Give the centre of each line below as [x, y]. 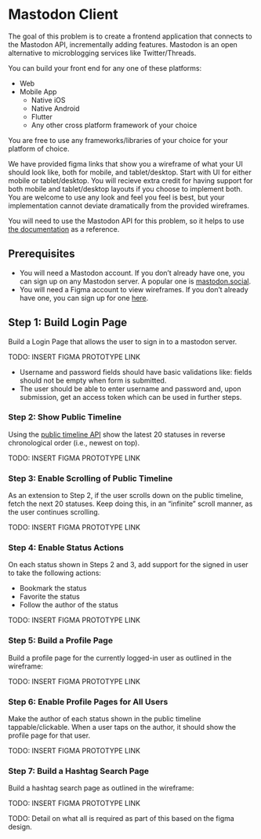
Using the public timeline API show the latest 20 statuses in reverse [117, 434]
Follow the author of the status [69, 605]
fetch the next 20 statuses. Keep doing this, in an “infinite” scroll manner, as [130, 504]
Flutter [42, 116]
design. [20, 827]
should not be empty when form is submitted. [93, 380]
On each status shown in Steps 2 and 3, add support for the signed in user [128, 565]
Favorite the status [49, 597]
